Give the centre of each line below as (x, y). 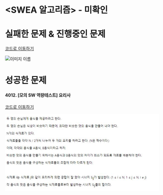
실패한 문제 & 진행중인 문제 (55, 34)
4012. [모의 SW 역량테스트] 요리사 (38, 95)
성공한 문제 (26, 80)
